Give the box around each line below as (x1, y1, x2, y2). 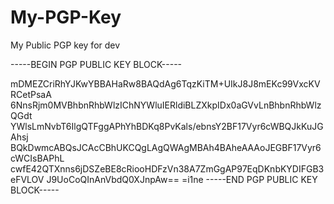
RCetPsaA (10, 88, 52, 100)
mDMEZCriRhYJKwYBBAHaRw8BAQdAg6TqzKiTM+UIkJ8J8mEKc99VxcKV (10, 77, 321, 90)
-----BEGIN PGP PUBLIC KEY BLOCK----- (10, 58, 183, 70)
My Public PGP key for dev (10, 39, 121, 51)
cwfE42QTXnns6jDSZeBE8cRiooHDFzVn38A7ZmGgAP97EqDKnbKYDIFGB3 (10, 162, 325, 175)
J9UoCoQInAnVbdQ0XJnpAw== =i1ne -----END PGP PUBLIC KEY (46, 173, 318, 185)
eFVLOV (10, 173, 45, 185)
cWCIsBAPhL (10, 152, 65, 164)
